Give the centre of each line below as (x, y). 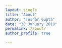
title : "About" (21, 15)
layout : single (21, 10)
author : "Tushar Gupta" (30, 19)
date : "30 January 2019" (31, 24)
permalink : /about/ (26, 29)
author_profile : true (28, 33)
